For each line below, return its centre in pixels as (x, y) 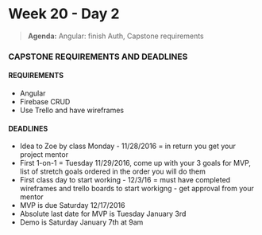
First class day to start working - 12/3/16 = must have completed (125, 180)
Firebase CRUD (45, 102)
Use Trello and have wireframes (72, 110)
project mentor (44, 155)
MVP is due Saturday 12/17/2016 (72, 206)
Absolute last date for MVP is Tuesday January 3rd (103, 214)
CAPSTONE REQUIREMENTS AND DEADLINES (98, 57)
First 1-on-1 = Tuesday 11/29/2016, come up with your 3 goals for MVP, (135, 163)
